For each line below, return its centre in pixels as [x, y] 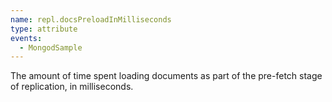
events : [26, 38]
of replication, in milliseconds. [72, 87]
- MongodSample [51, 47]
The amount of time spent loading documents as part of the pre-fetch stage [166, 76]
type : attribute [44, 29]
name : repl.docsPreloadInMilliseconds [91, 19]
